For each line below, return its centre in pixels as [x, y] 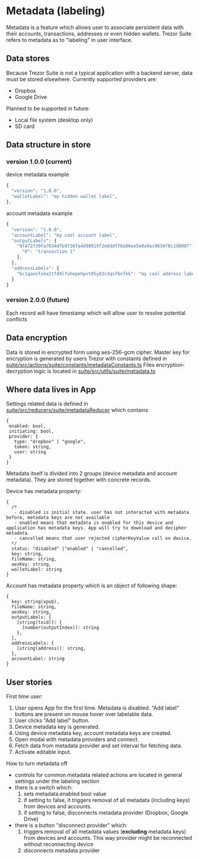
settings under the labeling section [57, 781]
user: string [30, 452]
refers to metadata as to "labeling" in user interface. [70, 40]
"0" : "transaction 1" [49, 252]
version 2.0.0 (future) [38, 300]
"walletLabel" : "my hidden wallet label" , [65, 197]
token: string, [33, 447]
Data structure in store [49, 145]
